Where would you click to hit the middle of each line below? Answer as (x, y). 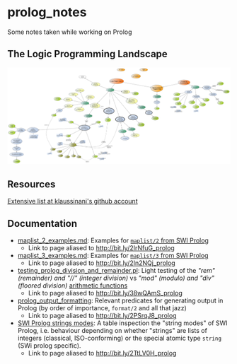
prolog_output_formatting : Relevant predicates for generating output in (120, 300)
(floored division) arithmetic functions (73, 286)
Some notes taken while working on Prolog (70, 32)
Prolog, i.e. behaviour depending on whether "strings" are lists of (112, 331)
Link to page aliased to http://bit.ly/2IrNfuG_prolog (101, 248)
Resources (31, 184)
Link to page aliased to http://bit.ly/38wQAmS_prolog (105, 293)
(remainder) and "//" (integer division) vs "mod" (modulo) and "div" (116, 278)
